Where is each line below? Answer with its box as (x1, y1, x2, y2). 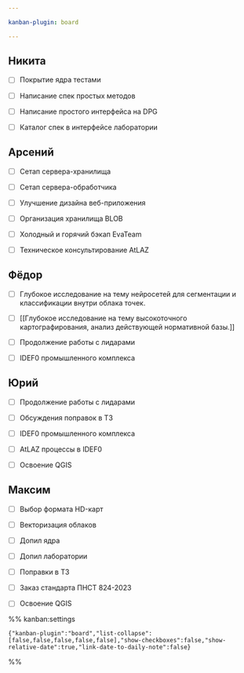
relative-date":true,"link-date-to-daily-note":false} (8, 643, 191, 652)
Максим (8, 484, 51, 497)
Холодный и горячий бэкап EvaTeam (19, 229, 142, 239)
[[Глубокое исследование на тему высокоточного (19, 313, 188, 323)
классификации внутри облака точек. (19, 298, 146, 307)
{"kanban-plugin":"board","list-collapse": (8, 630, 153, 638)
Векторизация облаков (19, 520, 97, 529)
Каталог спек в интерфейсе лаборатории (19, 123, 158, 132)
